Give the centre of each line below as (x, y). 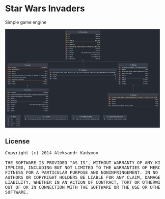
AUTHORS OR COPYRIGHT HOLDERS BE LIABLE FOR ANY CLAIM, (74, 178)
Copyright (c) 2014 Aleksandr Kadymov (52, 153)
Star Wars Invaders (45, 9)
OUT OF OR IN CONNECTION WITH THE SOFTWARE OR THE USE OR (76, 187)
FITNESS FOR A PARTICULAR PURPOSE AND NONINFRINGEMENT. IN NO (82, 173)
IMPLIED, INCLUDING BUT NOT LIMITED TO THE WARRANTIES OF (76, 168)
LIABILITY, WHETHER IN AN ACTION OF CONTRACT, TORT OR (72, 183)
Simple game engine (26, 22)
